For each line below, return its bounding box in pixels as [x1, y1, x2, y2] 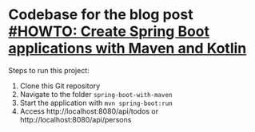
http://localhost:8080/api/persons [19, 115, 132, 124]
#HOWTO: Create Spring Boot [8, 22, 210, 41]
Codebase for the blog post [8, 6, 193, 24]
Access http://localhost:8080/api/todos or [19, 106, 159, 116]
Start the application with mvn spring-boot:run [19, 98, 173, 107]
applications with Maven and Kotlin [8, 40, 247, 57]
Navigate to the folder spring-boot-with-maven [19, 89, 173, 99]
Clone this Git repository [19, 81, 101, 91]
